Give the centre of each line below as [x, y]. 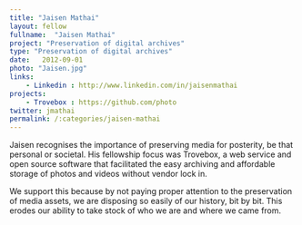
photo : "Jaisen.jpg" [49, 69]
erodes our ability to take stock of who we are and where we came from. [146, 210]
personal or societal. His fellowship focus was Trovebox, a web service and [151, 154]
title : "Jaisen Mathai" [55, 18]
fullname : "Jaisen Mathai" [63, 34]
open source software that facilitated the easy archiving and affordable [142, 164]
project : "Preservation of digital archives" [97, 43]
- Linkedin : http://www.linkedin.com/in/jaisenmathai [132, 85]
